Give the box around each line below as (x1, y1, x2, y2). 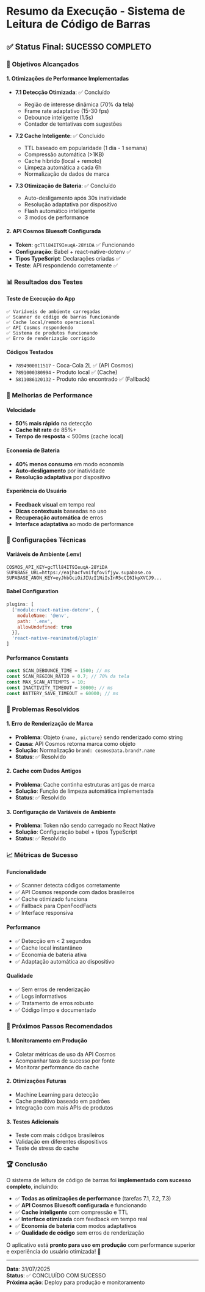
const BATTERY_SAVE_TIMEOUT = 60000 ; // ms (6, 690, 119, 696)
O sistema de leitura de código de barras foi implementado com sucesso (6, 1176, 192, 1183)
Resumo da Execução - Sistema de (6, 4, 185, 18)
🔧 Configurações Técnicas (6, 535, 87, 544)
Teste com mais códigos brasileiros (15, 1131, 105, 1139)
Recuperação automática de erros (15, 514, 104, 521)
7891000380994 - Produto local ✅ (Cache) (15, 369, 118, 376)
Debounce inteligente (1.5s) (24, 114, 93, 121)
